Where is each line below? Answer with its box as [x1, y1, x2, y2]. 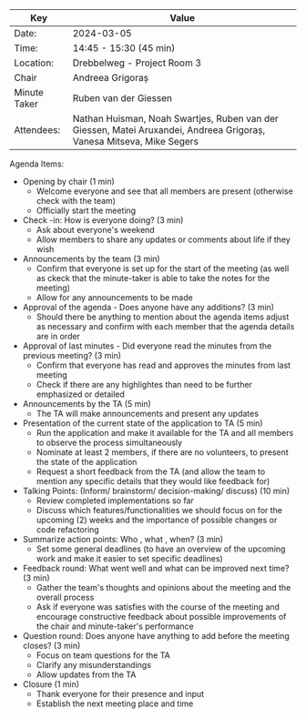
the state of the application [36, 457, 138, 467]
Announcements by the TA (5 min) [22, 399, 152, 409]
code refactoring [36, 524, 100, 535]
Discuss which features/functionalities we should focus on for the [36, 505, 283, 515]
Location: [14, 56, 55, 69]
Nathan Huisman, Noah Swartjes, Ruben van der [72, 113, 280, 125]
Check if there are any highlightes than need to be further [36, 379, 253, 389]
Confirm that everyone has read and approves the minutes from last [36, 359, 291, 370]
